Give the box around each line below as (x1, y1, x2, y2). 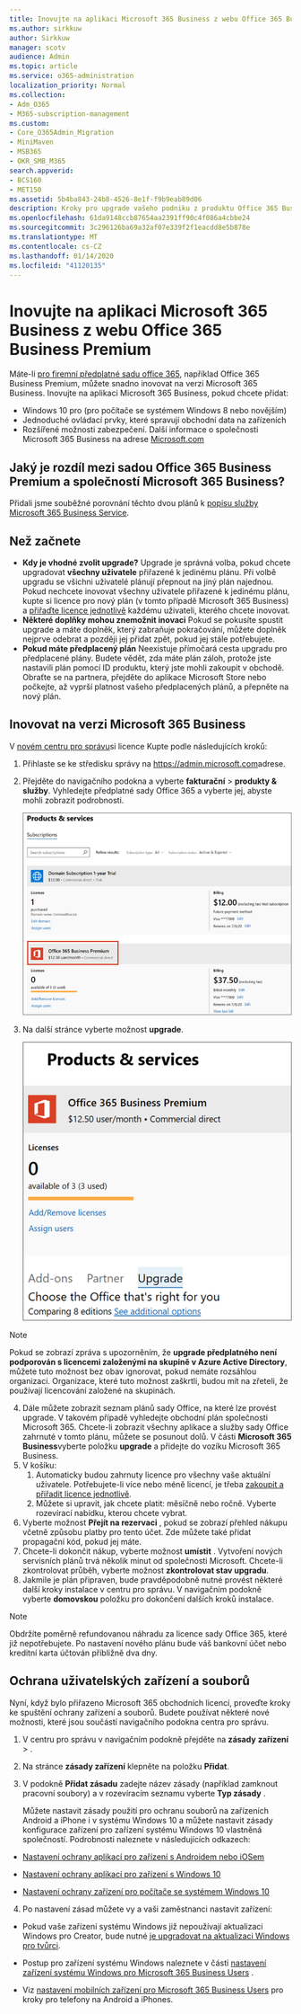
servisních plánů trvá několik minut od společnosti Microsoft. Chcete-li (21, 1555, 284, 1566)
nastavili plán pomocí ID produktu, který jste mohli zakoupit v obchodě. (21, 661, 285, 673)
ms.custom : (9, 119, 50, 128)
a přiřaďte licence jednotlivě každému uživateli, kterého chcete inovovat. (21, 605, 291, 616)
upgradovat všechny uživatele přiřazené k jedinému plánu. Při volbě (21, 566, 277, 577)
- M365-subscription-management (9, 109, 130, 119)
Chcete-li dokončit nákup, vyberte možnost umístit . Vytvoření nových (21, 1546, 283, 1557)
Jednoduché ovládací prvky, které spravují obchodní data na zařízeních (21, 414, 287, 426)
